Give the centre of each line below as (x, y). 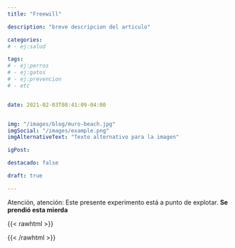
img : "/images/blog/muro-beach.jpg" (61, 124)
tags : (15, 59)
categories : (25, 40)
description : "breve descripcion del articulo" (79, 27)
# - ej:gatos (27, 73)
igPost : (19, 150)
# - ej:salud (27, 46)
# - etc (19, 86)
